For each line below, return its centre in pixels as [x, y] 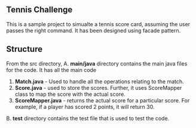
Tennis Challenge [39, 10]
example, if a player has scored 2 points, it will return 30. [85, 107]
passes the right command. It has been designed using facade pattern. [94, 30]
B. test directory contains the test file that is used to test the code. [88, 118]
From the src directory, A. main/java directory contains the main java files [97, 63]
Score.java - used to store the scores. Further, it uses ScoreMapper [98, 88]
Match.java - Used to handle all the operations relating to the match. [99, 81]
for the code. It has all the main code [51, 70]
